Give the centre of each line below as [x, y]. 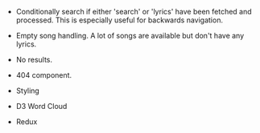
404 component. [44, 75]
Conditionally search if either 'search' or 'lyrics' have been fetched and [134, 12]
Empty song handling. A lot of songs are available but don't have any [130, 36]
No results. [34, 60]
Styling [28, 91]
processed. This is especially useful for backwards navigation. [120, 20]
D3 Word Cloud [41, 106]
